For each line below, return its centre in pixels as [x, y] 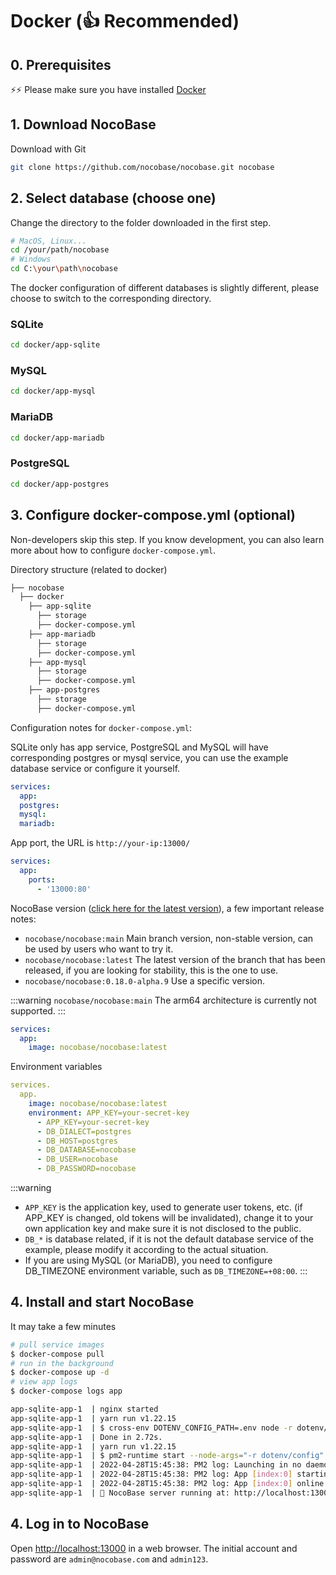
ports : [42, 879]
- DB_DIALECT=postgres [84, 1131]
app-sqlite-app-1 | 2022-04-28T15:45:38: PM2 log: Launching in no [156, 1465]
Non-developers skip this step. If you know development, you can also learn [167, 539]
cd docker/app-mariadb [57, 438]
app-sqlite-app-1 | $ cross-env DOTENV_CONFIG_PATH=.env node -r [151, 1428]
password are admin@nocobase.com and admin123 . [109, 1559]
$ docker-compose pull [57, 1354]
